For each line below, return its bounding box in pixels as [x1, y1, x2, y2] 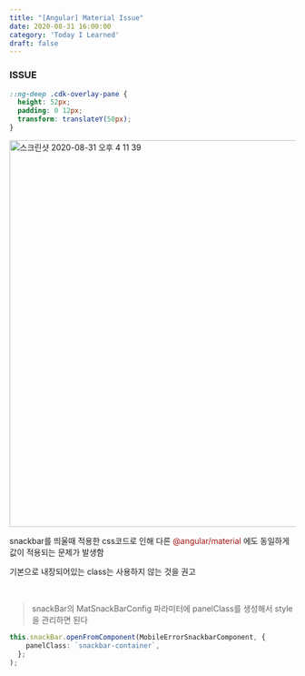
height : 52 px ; [17, 97, 71, 107]
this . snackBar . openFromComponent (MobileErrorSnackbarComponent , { [9, 632, 266, 641]
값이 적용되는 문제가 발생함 [9, 547, 104, 558]
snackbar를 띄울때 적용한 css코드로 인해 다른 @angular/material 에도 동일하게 [9, 535, 290, 546]
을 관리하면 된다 [31, 614, 88, 625]
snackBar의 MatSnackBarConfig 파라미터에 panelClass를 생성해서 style [31, 602, 293, 614]
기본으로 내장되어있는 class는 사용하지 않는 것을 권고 [9, 566, 197, 577]
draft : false [9, 38, 59, 48]
